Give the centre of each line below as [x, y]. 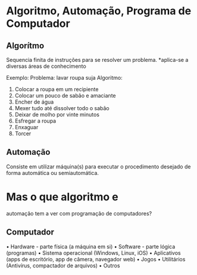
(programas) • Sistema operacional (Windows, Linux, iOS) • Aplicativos [93, 253]
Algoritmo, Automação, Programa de [99, 11]
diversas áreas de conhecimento [46, 66]
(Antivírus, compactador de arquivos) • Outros [63, 265]
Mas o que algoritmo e [62, 197]
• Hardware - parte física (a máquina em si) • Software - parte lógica [91, 246]
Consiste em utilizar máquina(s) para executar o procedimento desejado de [98, 166]
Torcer [23, 133]
